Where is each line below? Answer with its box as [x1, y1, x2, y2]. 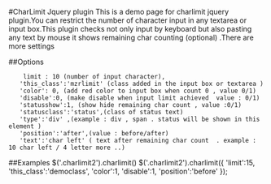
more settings [8, 41, 55, 51]
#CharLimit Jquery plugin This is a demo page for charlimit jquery [8, 7, 229, 16]
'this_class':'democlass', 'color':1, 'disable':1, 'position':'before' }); [8, 166, 228, 176]
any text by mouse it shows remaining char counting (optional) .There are [8, 32, 254, 42]
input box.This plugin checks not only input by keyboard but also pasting [8, 24, 252, 33]
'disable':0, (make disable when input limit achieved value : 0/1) [19, 94, 260, 102]
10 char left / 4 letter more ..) [8, 143, 126, 152]
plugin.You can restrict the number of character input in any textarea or [8, 15, 247, 25]
